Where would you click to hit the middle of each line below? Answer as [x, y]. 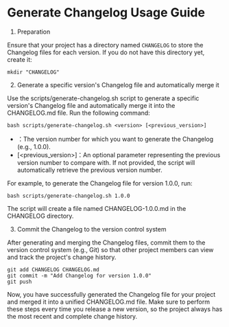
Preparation [34, 32]
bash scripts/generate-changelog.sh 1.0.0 [69, 196]
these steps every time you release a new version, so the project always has [115, 309]
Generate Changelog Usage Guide [106, 13]
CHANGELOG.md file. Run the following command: [79, 113]
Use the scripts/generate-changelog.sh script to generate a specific [103, 98]
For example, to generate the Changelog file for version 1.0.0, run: [100, 183]
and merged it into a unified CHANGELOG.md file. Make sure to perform [109, 302]
